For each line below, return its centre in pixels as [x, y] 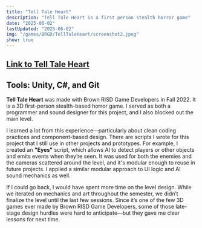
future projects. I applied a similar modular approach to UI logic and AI [93, 169]
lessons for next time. [33, 220]
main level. [20, 119]
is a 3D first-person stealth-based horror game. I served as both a [89, 106]
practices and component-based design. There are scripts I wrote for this [98, 137]
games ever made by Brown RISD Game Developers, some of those [90, 207]
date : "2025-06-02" [31, 23]
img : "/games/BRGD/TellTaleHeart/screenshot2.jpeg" [73, 34]
